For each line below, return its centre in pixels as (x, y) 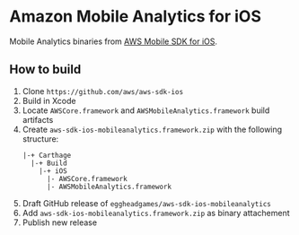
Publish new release (59, 222)
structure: (40, 139)
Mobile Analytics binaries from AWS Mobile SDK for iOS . (114, 41)
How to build (45, 70)
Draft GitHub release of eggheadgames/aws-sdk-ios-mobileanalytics (146, 203)
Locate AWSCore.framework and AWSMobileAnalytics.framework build (146, 110)
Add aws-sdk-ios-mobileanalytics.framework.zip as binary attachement (156, 213)
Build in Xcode (49, 100)
